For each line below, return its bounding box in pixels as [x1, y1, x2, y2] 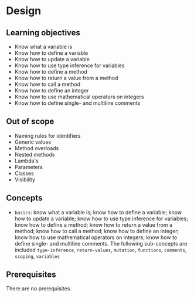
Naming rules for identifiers [14, 132, 81, 139]
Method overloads [14, 144, 59, 151]
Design [6, 4, 42, 18]
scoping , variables [14, 252, 60, 260]
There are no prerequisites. [6, 285, 72, 292]
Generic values [14, 138, 52, 145]
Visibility [14, 176, 36, 183]
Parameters [14, 163, 43, 170]
